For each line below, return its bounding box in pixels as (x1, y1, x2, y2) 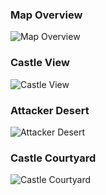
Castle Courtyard (10, 151, 97, 165)
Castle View (10, 56, 70, 70)
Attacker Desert (10, 103, 90, 117)
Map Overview (10, 8, 83, 22)
